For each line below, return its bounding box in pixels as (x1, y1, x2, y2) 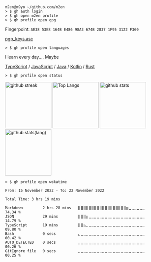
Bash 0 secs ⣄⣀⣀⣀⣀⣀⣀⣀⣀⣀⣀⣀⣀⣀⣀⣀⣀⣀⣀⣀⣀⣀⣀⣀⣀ (5, 231, 145, 236)
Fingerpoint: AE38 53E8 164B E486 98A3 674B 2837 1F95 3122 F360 (5, 26, 139, 32)
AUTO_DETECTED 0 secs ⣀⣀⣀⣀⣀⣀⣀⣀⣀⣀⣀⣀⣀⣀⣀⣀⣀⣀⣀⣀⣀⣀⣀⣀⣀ (5, 240, 145, 245)
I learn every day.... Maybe (5, 54, 59, 60)
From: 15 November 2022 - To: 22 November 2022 (5, 188, 105, 193)
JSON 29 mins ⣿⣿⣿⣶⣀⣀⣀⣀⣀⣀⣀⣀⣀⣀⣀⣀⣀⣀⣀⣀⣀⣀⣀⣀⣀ (5, 214, 145, 219)
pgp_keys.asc (5, 36, 33, 41)
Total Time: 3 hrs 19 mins (5, 197, 60, 202)
